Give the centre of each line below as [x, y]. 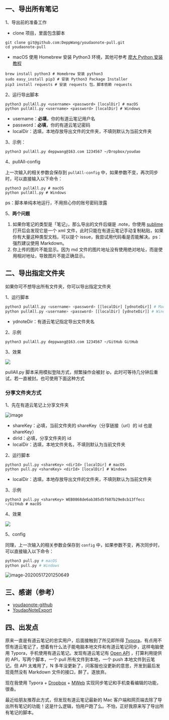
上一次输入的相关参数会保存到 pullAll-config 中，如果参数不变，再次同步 [82, 172]
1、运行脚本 [17, 297]
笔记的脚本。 [23, 712]
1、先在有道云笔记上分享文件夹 [37, 405]
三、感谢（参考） [32, 592]
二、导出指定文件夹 [35, 273]
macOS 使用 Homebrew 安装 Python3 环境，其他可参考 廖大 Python [83, 57]
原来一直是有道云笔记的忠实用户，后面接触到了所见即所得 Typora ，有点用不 [84, 641]
